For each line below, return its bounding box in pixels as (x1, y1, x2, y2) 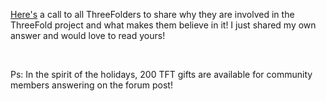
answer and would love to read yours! (10, 30, 166, 41)
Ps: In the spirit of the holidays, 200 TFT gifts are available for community (10, 69, 313, 80)
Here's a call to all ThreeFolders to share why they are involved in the (10, 9, 295, 20)
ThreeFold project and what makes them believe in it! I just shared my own (10, 19, 317, 31)
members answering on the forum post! (10, 79, 173, 91)
